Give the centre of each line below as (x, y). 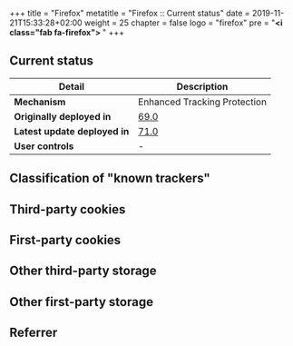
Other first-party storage (82, 302)
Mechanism (40, 102)
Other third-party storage (83, 271)
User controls (44, 146)
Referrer (34, 333)
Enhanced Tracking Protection (202, 102)
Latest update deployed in (72, 131)
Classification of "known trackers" (110, 178)
